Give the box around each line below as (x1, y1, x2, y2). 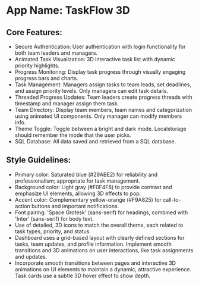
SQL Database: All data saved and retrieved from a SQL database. (14, 138, 176, 145)
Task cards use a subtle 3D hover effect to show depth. (14, 272, 150, 279)
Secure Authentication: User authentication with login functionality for (14, 43, 186, 50)
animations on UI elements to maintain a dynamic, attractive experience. (14, 265, 192, 273)
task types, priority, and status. (14, 227, 91, 235)
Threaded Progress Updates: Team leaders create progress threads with (14, 93, 192, 101)
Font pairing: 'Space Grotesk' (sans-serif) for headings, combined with (14, 209, 188, 216)
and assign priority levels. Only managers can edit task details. (14, 87, 168, 94)
